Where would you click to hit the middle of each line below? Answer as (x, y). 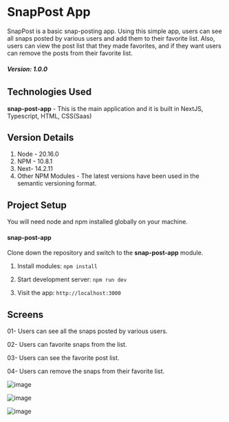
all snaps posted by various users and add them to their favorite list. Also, (111, 38)
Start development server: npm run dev (72, 279)
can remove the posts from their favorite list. (70, 53)
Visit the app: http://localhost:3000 (69, 293)
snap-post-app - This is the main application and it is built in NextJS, (105, 108)
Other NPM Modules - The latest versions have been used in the (108, 176)
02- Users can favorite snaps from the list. (67, 345)
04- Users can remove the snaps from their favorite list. (86, 371)
